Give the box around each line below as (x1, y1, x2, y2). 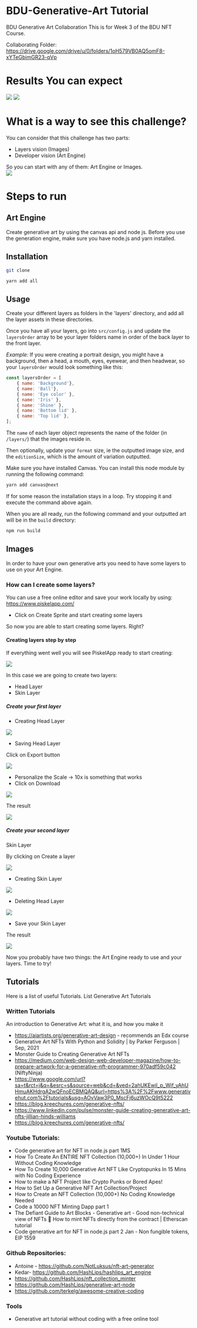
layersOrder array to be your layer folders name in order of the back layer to (6, 333, 190, 341)
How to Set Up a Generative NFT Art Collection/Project (14, 1184, 147, 1192)
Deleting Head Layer (14, 898, 64, 905)
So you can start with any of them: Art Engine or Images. (6, 163, 143, 170)
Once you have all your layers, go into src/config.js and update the (6, 327, 171, 334)
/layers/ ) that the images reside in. (6, 435, 92, 442)
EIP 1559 (14, 1234, 36, 1242)
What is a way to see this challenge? (6, 115, 187, 129)
